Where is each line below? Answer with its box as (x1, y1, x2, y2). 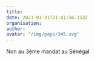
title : (6, 8, 23, 15)
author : (6, 25, 26, 32)
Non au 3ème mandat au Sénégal (6, 48, 90, 55)
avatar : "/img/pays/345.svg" (6, 31, 80, 37)
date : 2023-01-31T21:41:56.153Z (6, 14, 88, 21)
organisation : (6, 20, 42, 26)
